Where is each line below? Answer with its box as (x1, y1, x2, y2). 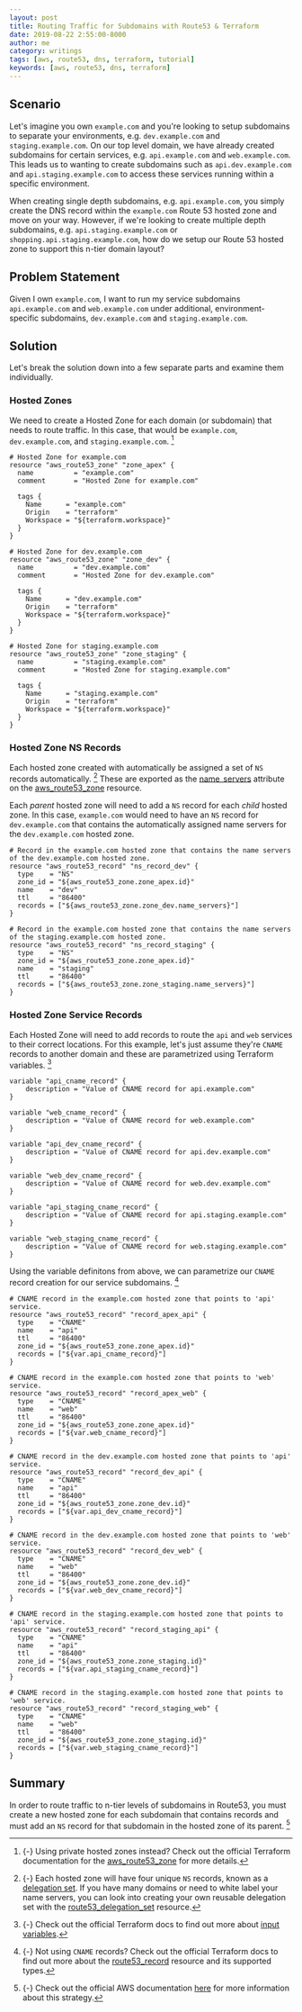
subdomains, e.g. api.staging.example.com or (9, 224, 178, 235)
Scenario (9, 96, 61, 113)
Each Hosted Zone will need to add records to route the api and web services (9, 1029, 293, 1040)
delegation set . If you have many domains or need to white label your (22, 1882, 279, 1893)
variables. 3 (9, 1058, 52, 1070)
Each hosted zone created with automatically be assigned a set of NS (9, 762, 263, 772)
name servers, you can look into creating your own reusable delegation (22, 1892, 286, 1903)
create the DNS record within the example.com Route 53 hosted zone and (9, 204, 277, 216)
